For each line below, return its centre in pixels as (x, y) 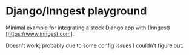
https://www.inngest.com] (40, 33)
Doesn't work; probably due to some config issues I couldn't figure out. (95, 45)
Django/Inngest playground (76, 11)
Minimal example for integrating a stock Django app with (76, 27)
